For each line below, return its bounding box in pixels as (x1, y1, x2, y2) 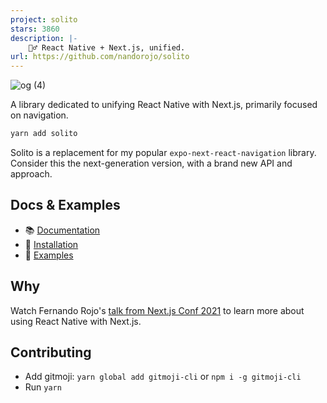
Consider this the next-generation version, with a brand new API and (10, 157, 293, 169)
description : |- (10, 33, 78, 43)
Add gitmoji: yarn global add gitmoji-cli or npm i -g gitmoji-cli (24, 371, 302, 383)
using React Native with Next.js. (10, 315, 142, 327)
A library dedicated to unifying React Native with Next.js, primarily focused (10, 99, 318, 111)
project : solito (10, 14, 78, 25)
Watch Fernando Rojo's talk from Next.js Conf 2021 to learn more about (10, 304, 305, 316)
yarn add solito (10, 129, 78, 139)
